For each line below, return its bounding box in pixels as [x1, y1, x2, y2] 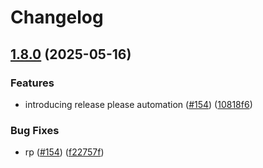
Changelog [10, 6, 104, 29]
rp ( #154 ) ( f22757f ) [24, 146, 105, 158]
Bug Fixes [10, 123, 60, 137]
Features [10, 76, 55, 90]
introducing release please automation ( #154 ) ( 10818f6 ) [24, 98, 253, 110]
